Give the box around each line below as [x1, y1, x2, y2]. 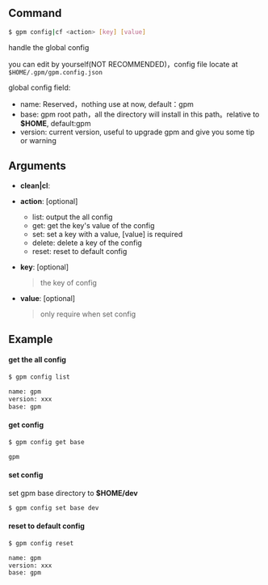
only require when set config [40, 309, 136, 319]
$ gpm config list [8, 373, 70, 381]
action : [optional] [19, 196, 78, 206]
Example [8, 332, 53, 346]
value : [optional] [19, 293, 75, 303]
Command [8, 6, 62, 20]
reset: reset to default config [31, 246, 128, 256]
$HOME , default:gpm [19, 118, 91, 128]
